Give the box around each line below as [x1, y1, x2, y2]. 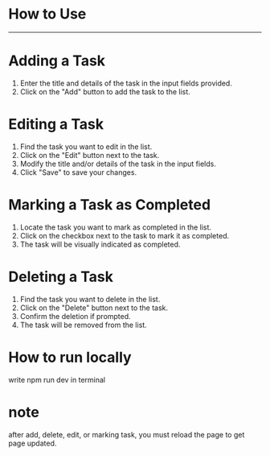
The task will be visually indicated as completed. [19, 239, 181, 249]
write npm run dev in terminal [8, 375, 106, 384]
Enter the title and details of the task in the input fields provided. [19, 78, 233, 88]
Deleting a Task [8, 267, 114, 286]
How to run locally [8, 348, 132, 367]
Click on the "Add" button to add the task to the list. [19, 86, 190, 97]
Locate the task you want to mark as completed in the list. [19, 222, 211, 232]
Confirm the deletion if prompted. [19, 311, 131, 321]
